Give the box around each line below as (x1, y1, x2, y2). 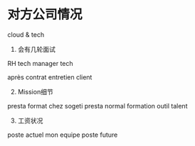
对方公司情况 (7, 6, 83, 23)
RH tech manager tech (7, 59, 73, 67)
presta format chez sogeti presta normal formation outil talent (7, 101, 188, 110)
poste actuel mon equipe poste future (7, 130, 118, 139)
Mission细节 (17, 87, 53, 96)
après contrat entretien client (7, 72, 93, 82)
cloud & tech (7, 30, 45, 39)
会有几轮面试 (17, 45, 56, 53)
